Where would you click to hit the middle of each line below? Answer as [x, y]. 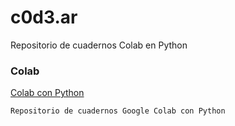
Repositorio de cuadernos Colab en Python [99, 45]
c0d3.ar [44, 17]
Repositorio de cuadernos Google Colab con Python [118, 111]
